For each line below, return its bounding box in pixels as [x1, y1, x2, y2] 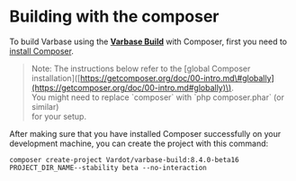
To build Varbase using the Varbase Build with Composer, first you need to [9, 36, 288, 47]
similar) [31, 101, 59, 112]
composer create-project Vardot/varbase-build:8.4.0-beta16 [9, 155, 240, 164]
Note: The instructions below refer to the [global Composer [31, 63, 251, 74]
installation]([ [31, 72, 81, 83]
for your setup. [31, 111, 87, 122]
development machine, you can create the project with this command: [9, 138, 269, 149]
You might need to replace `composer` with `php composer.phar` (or [31, 92, 285, 103]
